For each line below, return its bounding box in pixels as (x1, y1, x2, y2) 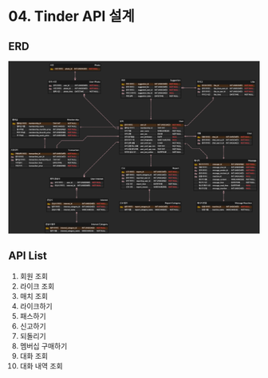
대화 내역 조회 (19, 360, 63, 371)
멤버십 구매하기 (19, 341, 68, 351)
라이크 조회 (19, 281, 55, 291)
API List (8, 249, 48, 263)
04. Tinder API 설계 (8, 7, 136, 26)
